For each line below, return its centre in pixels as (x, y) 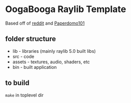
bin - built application (35, 67)
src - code (23, 56)
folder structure (31, 39)
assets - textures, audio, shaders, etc (51, 62)
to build (17, 83)
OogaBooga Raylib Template (66, 9)
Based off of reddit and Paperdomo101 (45, 23)
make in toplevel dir (24, 95)
